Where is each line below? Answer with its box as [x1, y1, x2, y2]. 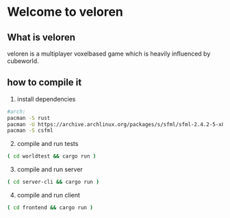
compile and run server [16, 165, 84, 173]
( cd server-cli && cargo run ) [7, 179, 99, 186]
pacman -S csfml [7, 128, 53, 134]
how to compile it [7, 77, 82, 88]
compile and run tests [16, 140, 79, 148]
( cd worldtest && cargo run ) [7, 153, 97, 160]
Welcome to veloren [7, 4, 123, 20]
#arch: [7, 108, 26, 115]
